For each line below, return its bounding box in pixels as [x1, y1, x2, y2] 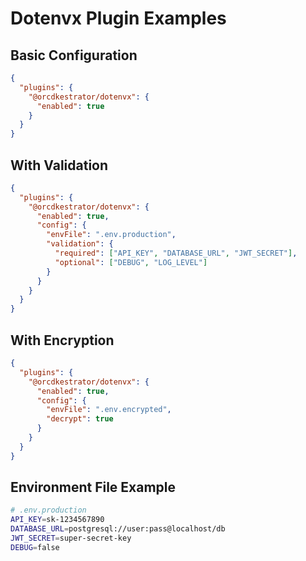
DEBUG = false [10, 542, 60, 552]
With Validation [10, 157, 109, 174]
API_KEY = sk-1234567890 [10, 515, 105, 525]
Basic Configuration [10, 47, 138, 64]
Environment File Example [10, 479, 177, 496]
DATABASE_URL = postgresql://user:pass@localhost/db [10, 524, 226, 534]
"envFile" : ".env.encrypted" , [46, 405, 172, 415]
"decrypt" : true [46, 414, 114, 424]
